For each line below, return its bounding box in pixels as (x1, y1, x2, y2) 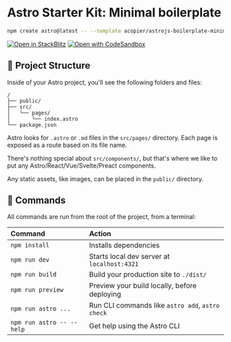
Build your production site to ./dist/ (89, 270, 207, 280)
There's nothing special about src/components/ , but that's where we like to (7, 154, 218, 162)
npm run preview (10, 286, 64, 294)
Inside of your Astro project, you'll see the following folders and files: (7, 78, 203, 87)
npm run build (10, 271, 57, 279)
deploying (89, 290, 122, 299)
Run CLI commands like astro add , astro (89, 301, 220, 310)
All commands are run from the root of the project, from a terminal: (7, 213, 196, 221)
